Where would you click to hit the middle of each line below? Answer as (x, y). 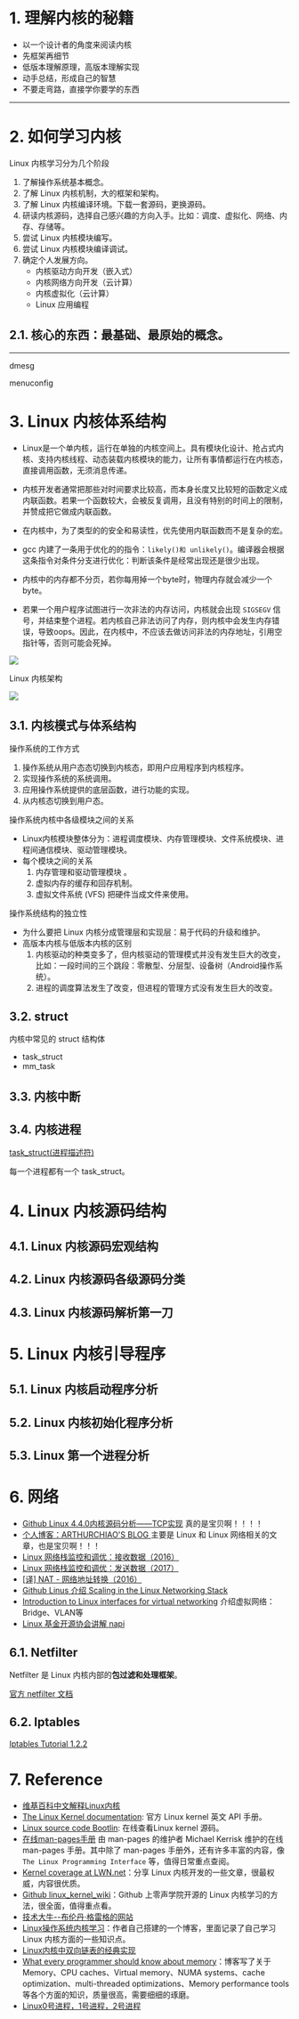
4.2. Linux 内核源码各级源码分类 (97, 1280)
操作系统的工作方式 (44, 749)
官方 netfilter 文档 (41, 1693)
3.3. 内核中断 (45, 1096)
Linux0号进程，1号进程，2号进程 (81, 2006)
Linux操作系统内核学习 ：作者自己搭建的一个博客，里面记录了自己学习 (149, 1927)
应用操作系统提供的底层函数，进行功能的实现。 (108, 790)
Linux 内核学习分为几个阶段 (59, 163)
